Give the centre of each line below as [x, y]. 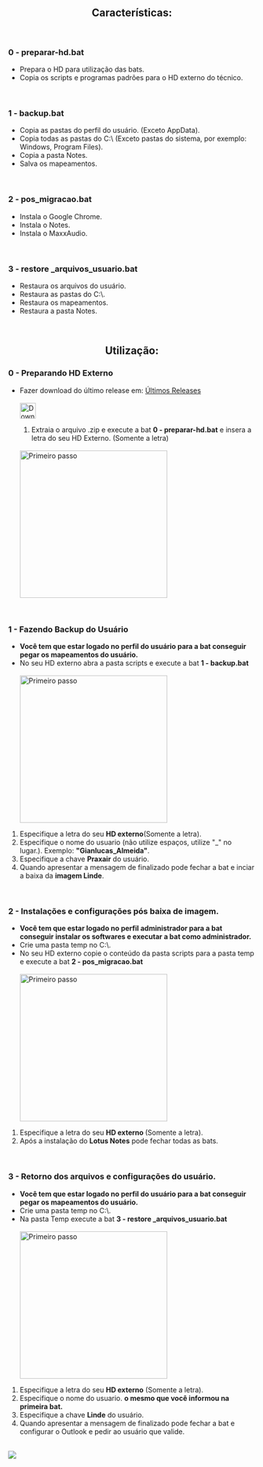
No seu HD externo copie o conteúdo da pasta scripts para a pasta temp [137, 953]
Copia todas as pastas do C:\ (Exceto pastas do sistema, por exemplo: [133, 139]
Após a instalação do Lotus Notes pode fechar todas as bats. [119, 1141]
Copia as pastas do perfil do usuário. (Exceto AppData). [110, 130]
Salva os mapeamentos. [58, 163]
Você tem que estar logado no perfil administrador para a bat [121, 928]
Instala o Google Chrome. [60, 216]
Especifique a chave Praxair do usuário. [84, 859]
